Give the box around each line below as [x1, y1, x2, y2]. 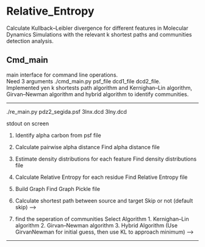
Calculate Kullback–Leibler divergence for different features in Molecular [6, 24, 189, 32]
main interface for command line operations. [6, 71, 118, 78]
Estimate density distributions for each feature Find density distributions [15, 155, 197, 162]
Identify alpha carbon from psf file [15, 131, 102, 139]
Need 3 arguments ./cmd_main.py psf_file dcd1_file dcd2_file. [6, 77, 160, 85]
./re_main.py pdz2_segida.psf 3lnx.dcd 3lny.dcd [6, 108, 127, 115]
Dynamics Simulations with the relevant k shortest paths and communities [6, 30, 192, 38]
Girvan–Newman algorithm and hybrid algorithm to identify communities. [6, 90, 189, 98]
